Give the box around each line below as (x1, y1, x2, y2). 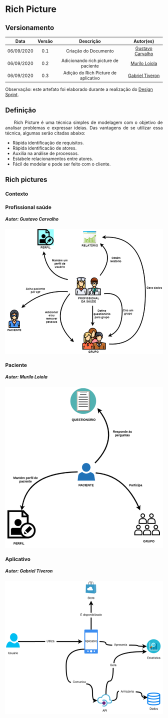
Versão (37, 38, 53, 44)
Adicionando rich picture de (61, 57, 118, 63)
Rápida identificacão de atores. (12, 145, 77, 151)
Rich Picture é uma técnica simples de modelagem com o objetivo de (14, 119, 163, 125)
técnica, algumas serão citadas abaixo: (5, 130, 86, 136)
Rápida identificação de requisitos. (12, 139, 84, 145)
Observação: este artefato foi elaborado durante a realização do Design (5, 86, 153, 92)
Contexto (5, 190, 28, 197)
